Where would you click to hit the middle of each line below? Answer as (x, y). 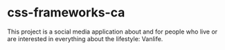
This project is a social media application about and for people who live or (112, 32)
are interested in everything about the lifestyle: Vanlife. (85, 38)
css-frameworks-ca (66, 13)
